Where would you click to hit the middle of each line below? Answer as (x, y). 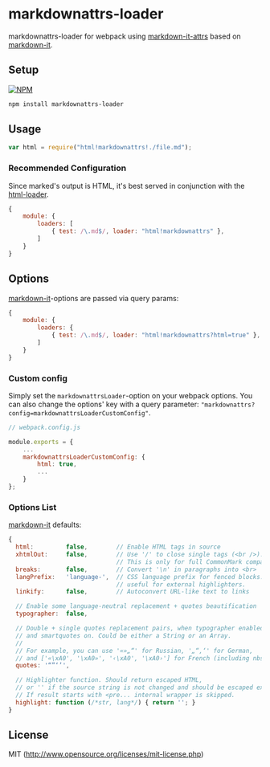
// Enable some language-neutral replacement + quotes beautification (136, 606)
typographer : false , (52, 614)
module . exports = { (41, 442)
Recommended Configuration (67, 168)
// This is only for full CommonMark (179, 562)
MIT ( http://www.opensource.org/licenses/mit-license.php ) (106, 754)
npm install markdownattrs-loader (66, 104)
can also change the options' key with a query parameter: (104, 404)
